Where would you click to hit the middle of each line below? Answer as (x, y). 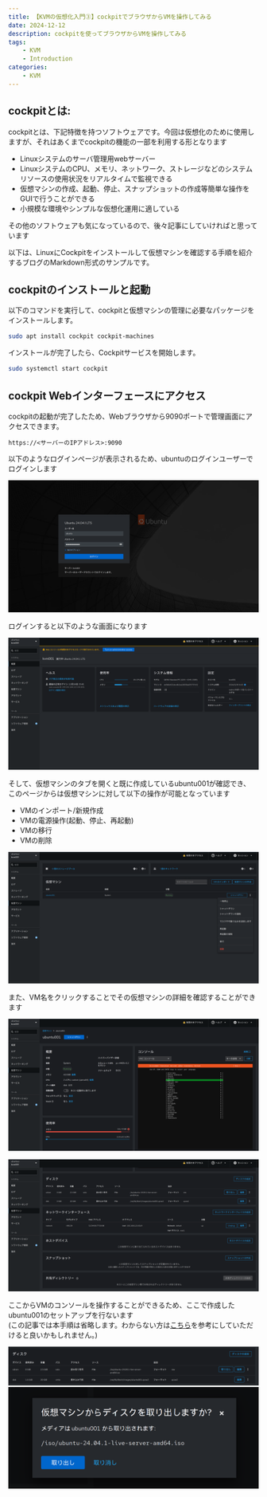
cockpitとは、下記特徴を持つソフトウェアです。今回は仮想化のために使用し (132, 132)
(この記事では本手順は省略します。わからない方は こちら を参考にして (120, 1325)
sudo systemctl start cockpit (58, 369)
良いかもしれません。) (63, 1334)
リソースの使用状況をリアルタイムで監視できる (96, 179)
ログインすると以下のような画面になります (78, 626)
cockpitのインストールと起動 (79, 290)
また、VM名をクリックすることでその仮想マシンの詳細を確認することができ (132, 997)
